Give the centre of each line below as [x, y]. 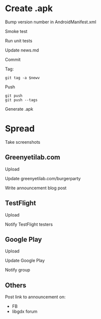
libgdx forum [25, 312]
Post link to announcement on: [36, 297]
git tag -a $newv [22, 78]
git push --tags [21, 100]
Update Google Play [25, 261]
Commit [13, 59]
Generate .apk [19, 109]
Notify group [18, 270]
